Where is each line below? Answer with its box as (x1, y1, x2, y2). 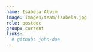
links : (6, 31, 23, 37)
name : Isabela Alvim (6, 8, 58, 15)
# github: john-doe (11, 36, 61, 42)
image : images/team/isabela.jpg (6, 14, 87, 20)
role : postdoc (6, 20, 42, 26)
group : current (6, 25, 44, 32)
